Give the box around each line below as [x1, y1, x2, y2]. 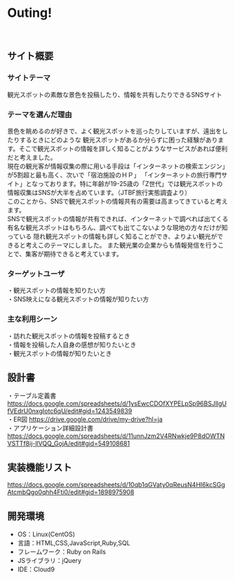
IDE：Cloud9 [17, 565, 55, 573]
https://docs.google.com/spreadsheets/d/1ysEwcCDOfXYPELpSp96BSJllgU [7, 399, 227, 408]
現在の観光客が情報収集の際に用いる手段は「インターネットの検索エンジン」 [7, 161, 229, 170]
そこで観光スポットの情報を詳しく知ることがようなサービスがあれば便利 [18, 144, 228, 152]
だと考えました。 [7, 153, 57, 161]
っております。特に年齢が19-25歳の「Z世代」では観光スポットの [37, 179, 223, 187]
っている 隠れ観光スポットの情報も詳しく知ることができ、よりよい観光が [7, 232, 217, 240]
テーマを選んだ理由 [7, 109, 72, 119]
